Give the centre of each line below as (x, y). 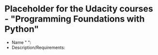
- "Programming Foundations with (75, 19)
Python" (22, 29)
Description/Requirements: (38, 47)
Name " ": (21, 42)
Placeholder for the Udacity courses (79, 9)
